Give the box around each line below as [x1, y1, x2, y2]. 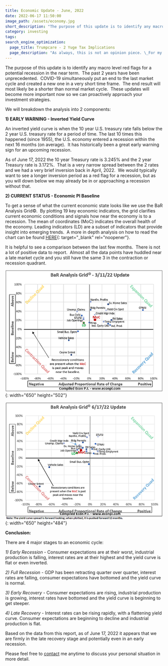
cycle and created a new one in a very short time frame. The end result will [5, 80, 161, 86]
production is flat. [5, 620, 41, 627]
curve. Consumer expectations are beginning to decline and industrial [5, 615, 149, 621]
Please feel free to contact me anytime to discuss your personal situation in [5, 650, 160, 657]
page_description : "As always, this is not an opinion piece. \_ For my [9, 50, 162, 55]
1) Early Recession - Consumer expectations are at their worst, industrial [5, 549, 154, 555]
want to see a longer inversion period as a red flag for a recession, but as [5, 172, 156, 178]
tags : [5, 34, 16, 39]
